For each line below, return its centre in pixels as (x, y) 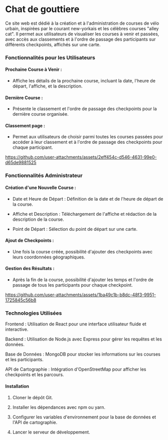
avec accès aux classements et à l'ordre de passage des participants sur (80, 39)
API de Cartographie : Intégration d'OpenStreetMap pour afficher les (76, 369)
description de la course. (38, 219)
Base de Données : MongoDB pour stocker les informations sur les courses (83, 354)
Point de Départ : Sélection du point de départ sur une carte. (75, 229)
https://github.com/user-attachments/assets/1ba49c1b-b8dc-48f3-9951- (81, 295)
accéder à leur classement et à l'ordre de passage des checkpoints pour (87, 142)
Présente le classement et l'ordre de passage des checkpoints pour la (85, 109)
